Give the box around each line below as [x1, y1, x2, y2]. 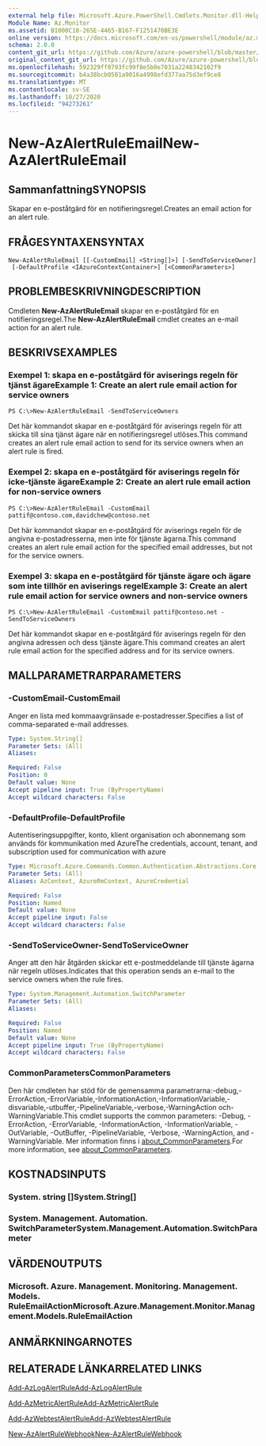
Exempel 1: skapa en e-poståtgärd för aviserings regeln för [8, 370, 239, 381]
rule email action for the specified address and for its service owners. [8, 646, 235, 656]
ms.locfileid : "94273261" [8, 100, 93, 108]
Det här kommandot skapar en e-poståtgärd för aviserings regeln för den [8, 629, 246, 639]
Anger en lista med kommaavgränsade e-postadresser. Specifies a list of [8, 711, 244, 720]
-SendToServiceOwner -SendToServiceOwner [8, 939, 189, 951]
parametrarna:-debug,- [165, 1085, 242, 1095]
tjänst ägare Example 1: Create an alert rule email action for [8, 380, 237, 391]
